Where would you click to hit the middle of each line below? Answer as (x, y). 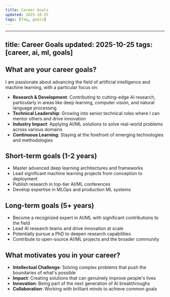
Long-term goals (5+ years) (50, 205)
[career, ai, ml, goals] (39, 52)
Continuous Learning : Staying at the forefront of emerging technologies (88, 135)
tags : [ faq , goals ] (26, 19)
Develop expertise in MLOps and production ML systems (72, 190)
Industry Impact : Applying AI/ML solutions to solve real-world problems (88, 124)
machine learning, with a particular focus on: (52, 87)
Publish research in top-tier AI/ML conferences (61, 184)
